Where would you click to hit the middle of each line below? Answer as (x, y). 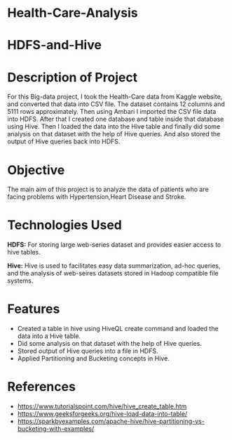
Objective (36, 170)
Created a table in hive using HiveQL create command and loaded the (118, 329)
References (41, 387)
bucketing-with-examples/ (56, 429)
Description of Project (73, 77)
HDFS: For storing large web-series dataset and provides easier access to (114, 245)
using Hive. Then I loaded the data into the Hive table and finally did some (114, 127)
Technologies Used (65, 225)
